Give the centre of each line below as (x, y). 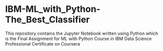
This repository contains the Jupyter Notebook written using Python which (82, 33)
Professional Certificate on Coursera (43, 44)
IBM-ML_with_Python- (53, 9)
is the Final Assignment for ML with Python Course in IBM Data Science (79, 39)
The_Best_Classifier (47, 20)
